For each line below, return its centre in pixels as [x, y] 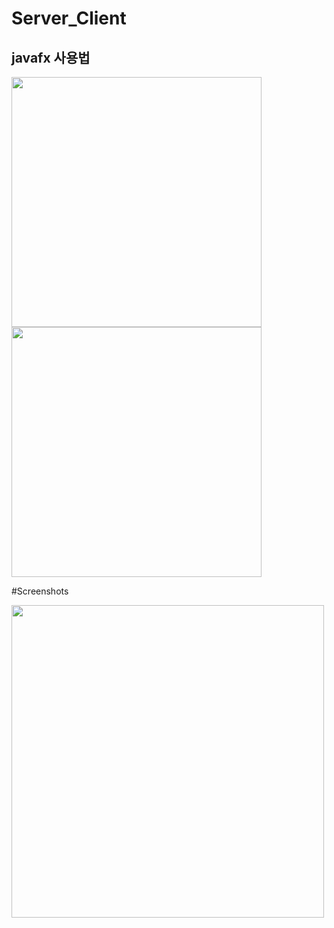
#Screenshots [40, 591]
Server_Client [69, 18]
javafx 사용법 [51, 57]
